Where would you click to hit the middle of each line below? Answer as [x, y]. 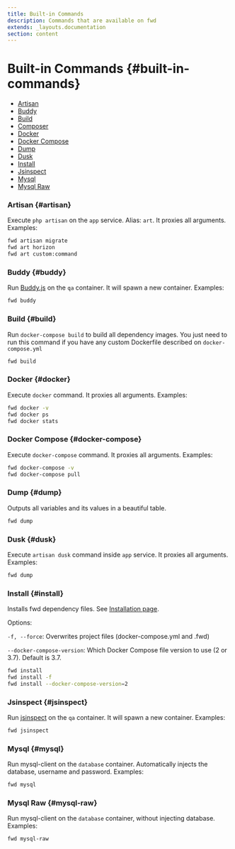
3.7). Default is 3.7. [34, 658]
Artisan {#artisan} [40, 205]
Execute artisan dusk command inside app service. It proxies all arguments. [118, 554]
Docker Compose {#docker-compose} [75, 439]
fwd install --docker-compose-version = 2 [68, 684]
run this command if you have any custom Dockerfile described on [104, 342]
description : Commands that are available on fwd [82, 21]
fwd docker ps [28, 415]
